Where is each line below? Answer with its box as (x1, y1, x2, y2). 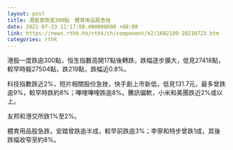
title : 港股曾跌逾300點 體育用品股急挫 (7, 17, 111, 24)
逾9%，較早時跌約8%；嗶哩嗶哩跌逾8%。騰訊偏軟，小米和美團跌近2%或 (7, 89, 217, 97)
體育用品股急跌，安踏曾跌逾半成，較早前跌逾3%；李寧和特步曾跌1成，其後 (7, 127, 221, 135)
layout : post (7, 10, 45, 17)
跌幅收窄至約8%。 (7, 135, 61, 144)
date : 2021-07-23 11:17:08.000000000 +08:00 (7, 23, 138, 30)
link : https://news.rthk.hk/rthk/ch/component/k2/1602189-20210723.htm (7, 29, 219, 37)
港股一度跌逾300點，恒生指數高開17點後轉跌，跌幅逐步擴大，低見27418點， (7, 57, 225, 65)
